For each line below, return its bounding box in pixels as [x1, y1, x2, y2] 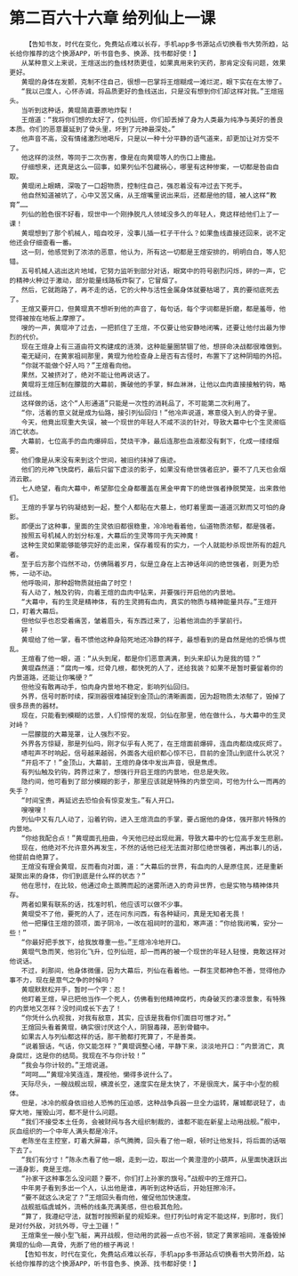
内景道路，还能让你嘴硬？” [9, 673, 93, 682]
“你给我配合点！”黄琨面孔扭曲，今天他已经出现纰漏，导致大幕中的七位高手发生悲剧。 [20, 834, 287, 843]
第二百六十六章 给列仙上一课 [9, 8, 216, 28]
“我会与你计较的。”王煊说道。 [20, 1061, 113, 1070]
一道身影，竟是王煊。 [9, 1165, 76, 1174]
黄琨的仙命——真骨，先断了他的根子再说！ [9, 1240, 137, 1249]
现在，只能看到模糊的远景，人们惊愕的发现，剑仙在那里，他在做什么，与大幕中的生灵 [20, 711, 286, 720]
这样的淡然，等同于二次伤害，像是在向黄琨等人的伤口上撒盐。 [28, 153, 221, 162]
